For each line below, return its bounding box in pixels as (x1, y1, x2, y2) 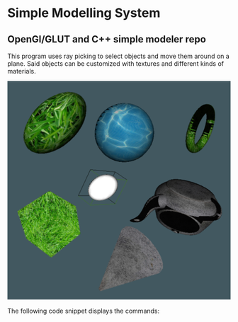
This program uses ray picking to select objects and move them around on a (7, 52, 230, 60)
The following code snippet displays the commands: (7, 306, 160, 315)
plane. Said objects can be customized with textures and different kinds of (7, 59, 225, 68)
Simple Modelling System (7, 5, 161, 21)
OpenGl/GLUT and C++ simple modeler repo (7, 33, 207, 45)
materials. (7, 67, 37, 75)
